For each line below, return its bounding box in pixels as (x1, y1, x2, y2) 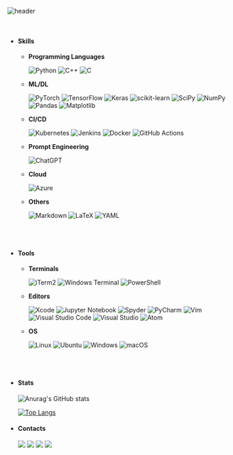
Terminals (28, 265, 59, 273)
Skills (17, 36, 35, 45)
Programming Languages (28, 53, 105, 61)
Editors (28, 292, 50, 301)
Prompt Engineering (28, 143, 90, 151)
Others (28, 197, 50, 206)
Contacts (17, 424, 46, 433)
